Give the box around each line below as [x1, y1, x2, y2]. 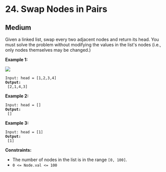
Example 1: [5, 57, 28, 63]
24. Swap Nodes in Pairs [5, 3, 108, 15]
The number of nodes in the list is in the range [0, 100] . [12, 157, 128, 163]
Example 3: [5, 120, 29, 126]
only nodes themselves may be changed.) [5, 47, 91, 53]
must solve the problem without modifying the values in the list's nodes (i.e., [5, 42, 162, 48]
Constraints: [5, 147, 32, 153]
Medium [5, 23, 31, 32]
